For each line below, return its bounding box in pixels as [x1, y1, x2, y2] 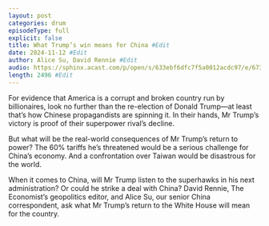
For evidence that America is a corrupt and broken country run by [8, 93, 225, 102]
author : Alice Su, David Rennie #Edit [8, 57, 138, 65]
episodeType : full [8, 26, 70, 34]
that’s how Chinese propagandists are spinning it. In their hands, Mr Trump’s [8, 109, 259, 120]
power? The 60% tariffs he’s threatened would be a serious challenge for [8, 142, 249, 152]
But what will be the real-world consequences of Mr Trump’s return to [8, 133, 239, 144]
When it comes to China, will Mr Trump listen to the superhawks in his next [8, 175, 255, 184]
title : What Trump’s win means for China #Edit [8, 42, 171, 50]
